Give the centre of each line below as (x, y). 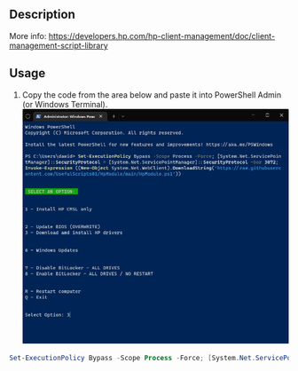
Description (42, 15)
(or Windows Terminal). (65, 104)
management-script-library (59, 45)
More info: (28, 36)
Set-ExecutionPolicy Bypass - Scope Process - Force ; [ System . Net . (132, 359)
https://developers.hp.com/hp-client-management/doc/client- (162, 36)
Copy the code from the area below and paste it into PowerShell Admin (152, 95)
